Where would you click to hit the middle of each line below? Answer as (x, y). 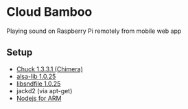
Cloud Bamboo (49, 12)
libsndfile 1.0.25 (38, 84)
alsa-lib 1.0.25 (36, 76)
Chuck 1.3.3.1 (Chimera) (49, 69)
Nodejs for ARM (39, 98)
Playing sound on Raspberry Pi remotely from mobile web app (94, 31)
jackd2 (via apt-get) (44, 90)
